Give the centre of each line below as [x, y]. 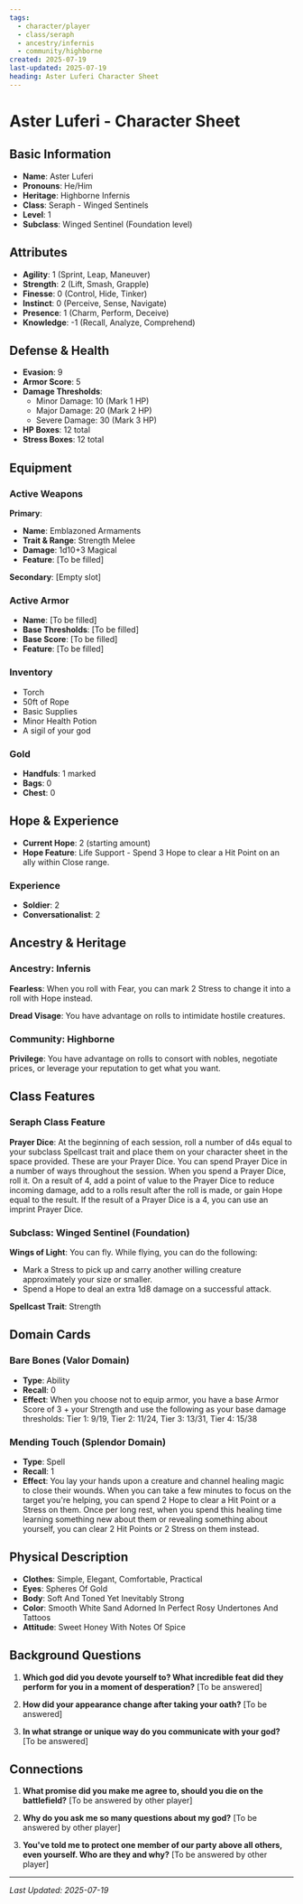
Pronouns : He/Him [57, 185]
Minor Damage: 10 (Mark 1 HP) [92, 401]
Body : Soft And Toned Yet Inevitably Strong [103, 1598]
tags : [19, 18]
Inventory [31, 672]
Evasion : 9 [42, 372]
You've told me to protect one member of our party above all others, [152, 1845]
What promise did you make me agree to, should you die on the [142, 1791]
